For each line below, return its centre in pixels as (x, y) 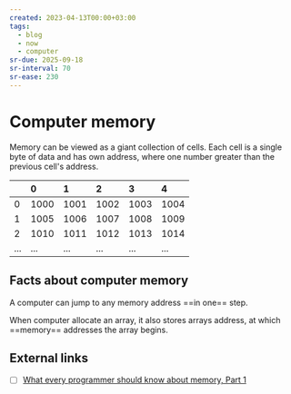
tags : (20, 26)
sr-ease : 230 (34, 77)
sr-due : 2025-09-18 (46, 60)
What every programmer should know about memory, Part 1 (135, 380)
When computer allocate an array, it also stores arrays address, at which (145, 320)
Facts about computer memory (99, 281)
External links (49, 358)
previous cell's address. (54, 166)
